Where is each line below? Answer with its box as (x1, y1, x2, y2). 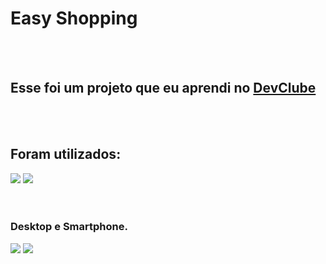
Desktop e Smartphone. (10, 220, 128, 234)
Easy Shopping (10, 7, 138, 30)
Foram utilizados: (10, 146, 122, 163)
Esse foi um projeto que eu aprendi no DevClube (10, 80, 317, 97)
